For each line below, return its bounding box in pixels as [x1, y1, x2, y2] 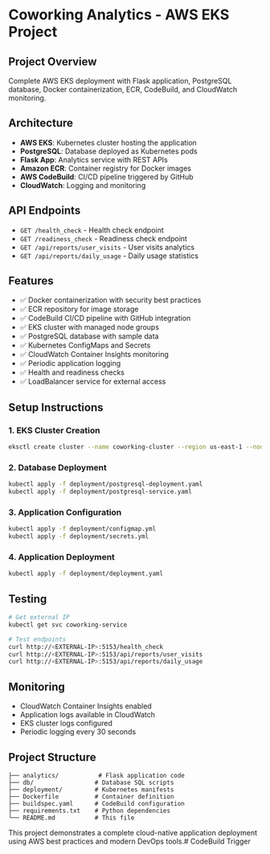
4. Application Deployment [8, 552, 115, 563]
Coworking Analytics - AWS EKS [8, 6, 230, 24]
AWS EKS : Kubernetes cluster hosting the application [19, 138, 197, 147]
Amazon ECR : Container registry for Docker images [19, 163, 191, 173]
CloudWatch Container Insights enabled [19, 701, 153, 711]
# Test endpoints [8, 635, 67, 643]
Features [8, 274, 54, 288]
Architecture [8, 117, 74, 130]
